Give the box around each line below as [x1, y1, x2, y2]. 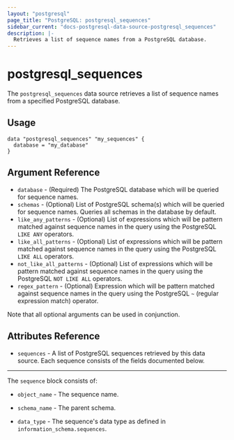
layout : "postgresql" [7, 10, 70, 17]
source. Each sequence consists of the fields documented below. [17, 356, 205, 365]
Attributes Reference [7, 330, 100, 342]
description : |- [7, 29, 54, 37]
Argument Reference [7, 167, 100, 179]
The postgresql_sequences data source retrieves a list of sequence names [7, 89, 219, 98]
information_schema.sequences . [17, 424, 107, 433]
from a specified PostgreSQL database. [7, 97, 120, 105]
